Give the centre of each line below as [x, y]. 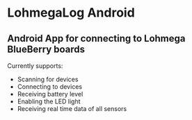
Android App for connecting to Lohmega [96, 38]
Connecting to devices [49, 87]
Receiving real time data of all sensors [72, 109]
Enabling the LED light [49, 101]
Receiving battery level [50, 94]
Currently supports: [35, 66]
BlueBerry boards [46, 49]
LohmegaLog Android [71, 13]
